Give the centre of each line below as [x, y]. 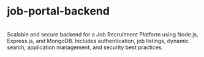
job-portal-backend [58, 11]
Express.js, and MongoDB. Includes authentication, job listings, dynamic [98, 41]
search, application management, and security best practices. [85, 47]
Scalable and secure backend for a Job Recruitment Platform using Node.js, [103, 34]
